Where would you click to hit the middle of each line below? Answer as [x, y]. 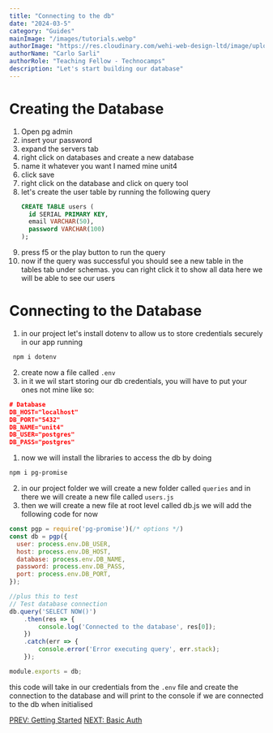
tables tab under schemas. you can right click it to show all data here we [141, 269]
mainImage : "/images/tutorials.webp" [73, 39]
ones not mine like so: [58, 390]
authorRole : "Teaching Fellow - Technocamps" [87, 62]
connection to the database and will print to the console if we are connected [136, 696]
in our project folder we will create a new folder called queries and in [136, 488]
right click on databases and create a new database [107, 157]
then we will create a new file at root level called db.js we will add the [136, 505]
